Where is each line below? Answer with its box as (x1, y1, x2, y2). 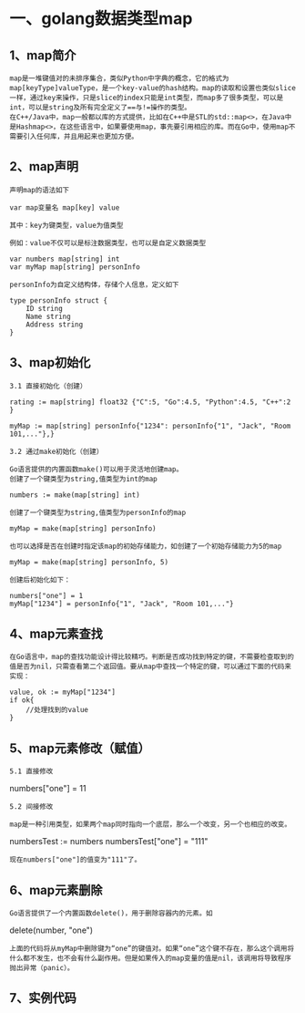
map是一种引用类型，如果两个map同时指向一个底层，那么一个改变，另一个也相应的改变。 (9, 820, 291, 830)
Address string (25, 320, 84, 329)
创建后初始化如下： (9, 575, 71, 584)
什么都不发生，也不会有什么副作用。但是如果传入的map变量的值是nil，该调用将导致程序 (9, 954, 291, 963)
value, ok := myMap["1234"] (9, 687, 117, 698)
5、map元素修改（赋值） (9, 740, 150, 756)
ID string (25, 304, 64, 313)
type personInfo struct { (9, 295, 107, 305)
